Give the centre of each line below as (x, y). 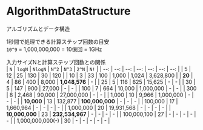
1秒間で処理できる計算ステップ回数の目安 (58, 41)
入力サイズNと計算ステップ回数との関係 (56, 62)
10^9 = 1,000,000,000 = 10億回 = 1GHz (54, 49)
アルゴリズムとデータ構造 (38, 29)
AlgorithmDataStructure (68, 11)
